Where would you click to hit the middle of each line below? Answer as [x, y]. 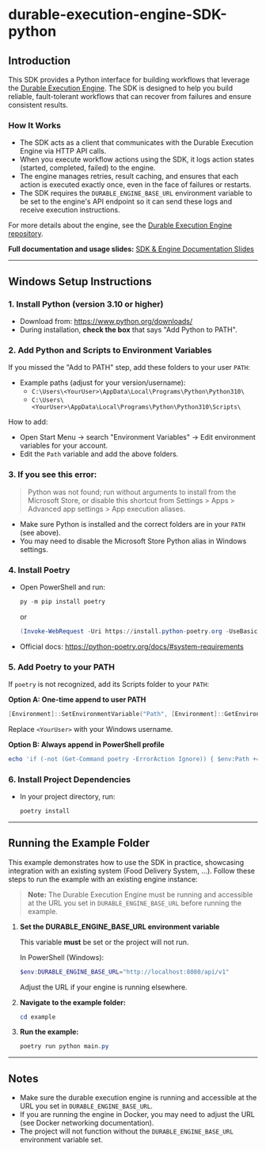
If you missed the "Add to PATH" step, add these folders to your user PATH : [129, 368]
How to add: [28, 422]
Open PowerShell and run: [62, 587]
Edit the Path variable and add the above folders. [99, 454]
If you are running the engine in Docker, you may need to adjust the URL [137, 1115]
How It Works [35, 125]
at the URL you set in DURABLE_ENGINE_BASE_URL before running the [135, 903]
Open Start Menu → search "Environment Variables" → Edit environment [137, 437]
